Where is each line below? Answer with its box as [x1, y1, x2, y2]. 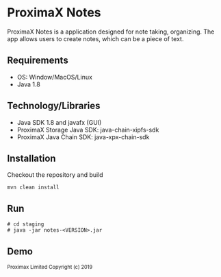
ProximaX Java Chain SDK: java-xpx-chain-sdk [16, 132, 150, 141]
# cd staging [7, 221, 44, 228]
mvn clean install [7, 184, 60, 191]
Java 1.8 [16, 80, 41, 88]
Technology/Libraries [7, 100, 101, 112]
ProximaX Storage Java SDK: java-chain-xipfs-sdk [16, 125, 159, 134]
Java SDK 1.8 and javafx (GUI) [16, 118, 102, 126]
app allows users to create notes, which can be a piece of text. [7, 34, 184, 43]
